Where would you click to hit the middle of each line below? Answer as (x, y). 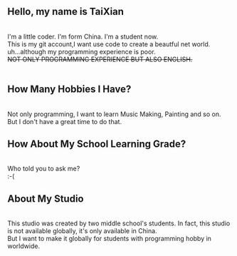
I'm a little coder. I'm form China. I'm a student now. (83, 36)
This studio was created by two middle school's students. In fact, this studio (119, 223)
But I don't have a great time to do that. (65, 121)
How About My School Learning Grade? (97, 144)
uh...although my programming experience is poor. (81, 51)
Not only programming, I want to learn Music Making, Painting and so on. (115, 114)
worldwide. (24, 246)
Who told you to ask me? (44, 169)
